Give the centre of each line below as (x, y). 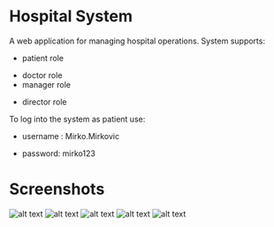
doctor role (42, 75)
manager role (46, 84)
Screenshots (57, 189)
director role (44, 102)
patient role (43, 58)
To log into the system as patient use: (77, 119)
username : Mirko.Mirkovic (71, 136)
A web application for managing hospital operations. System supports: (137, 41)
